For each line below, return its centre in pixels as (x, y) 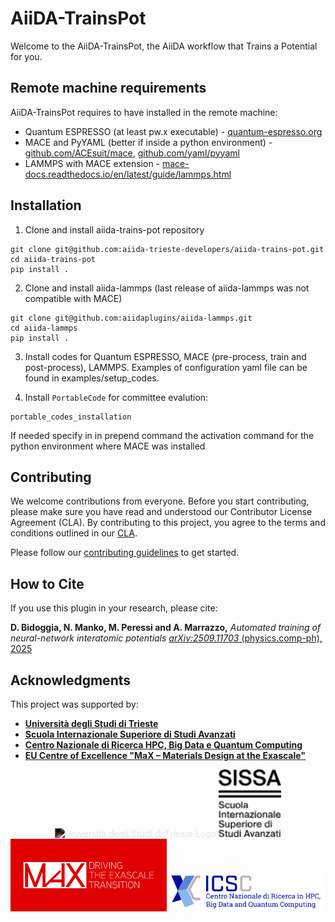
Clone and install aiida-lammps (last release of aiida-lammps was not (167, 288)
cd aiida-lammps (44, 328)
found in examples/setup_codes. (92, 378)
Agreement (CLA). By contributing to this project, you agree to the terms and (168, 523)
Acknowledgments (71, 680)
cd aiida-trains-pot (53, 259)
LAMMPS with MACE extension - (92, 163)
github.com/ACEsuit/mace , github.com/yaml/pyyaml (132, 153)
